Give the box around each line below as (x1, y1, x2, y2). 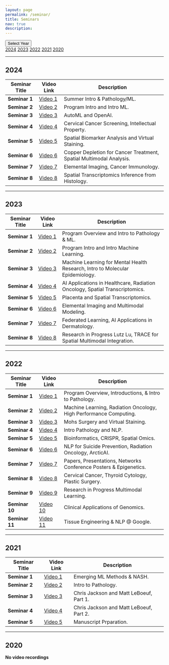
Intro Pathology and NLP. (63, 426, 123, 433)
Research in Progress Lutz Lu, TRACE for (62, 331, 158, 338)
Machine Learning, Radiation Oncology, (63, 404, 157, 411)
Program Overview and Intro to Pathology (62, 230, 160, 237)
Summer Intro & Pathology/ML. (63, 95, 136, 102)
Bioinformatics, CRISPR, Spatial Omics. (63, 434, 155, 441)
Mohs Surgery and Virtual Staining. (63, 418, 146, 425)
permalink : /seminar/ (5, 12, 51, 17)
